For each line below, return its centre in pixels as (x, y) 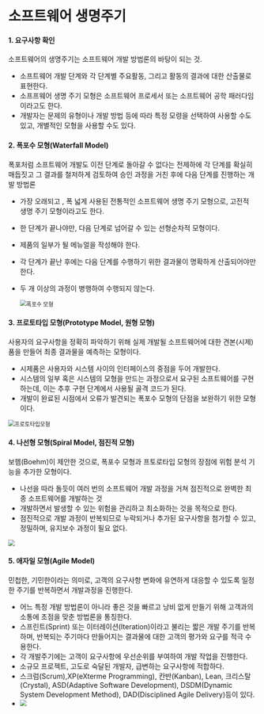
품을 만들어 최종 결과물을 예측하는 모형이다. (75, 351)
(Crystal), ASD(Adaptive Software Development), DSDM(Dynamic (126, 685)
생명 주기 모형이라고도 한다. (62, 211)
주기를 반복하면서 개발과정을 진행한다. (74, 590)
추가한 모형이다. (47, 472)
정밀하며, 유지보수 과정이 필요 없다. (74, 528)
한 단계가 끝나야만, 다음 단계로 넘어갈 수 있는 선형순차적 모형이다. (119, 227)
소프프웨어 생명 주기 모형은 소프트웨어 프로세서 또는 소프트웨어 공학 (123, 96)
